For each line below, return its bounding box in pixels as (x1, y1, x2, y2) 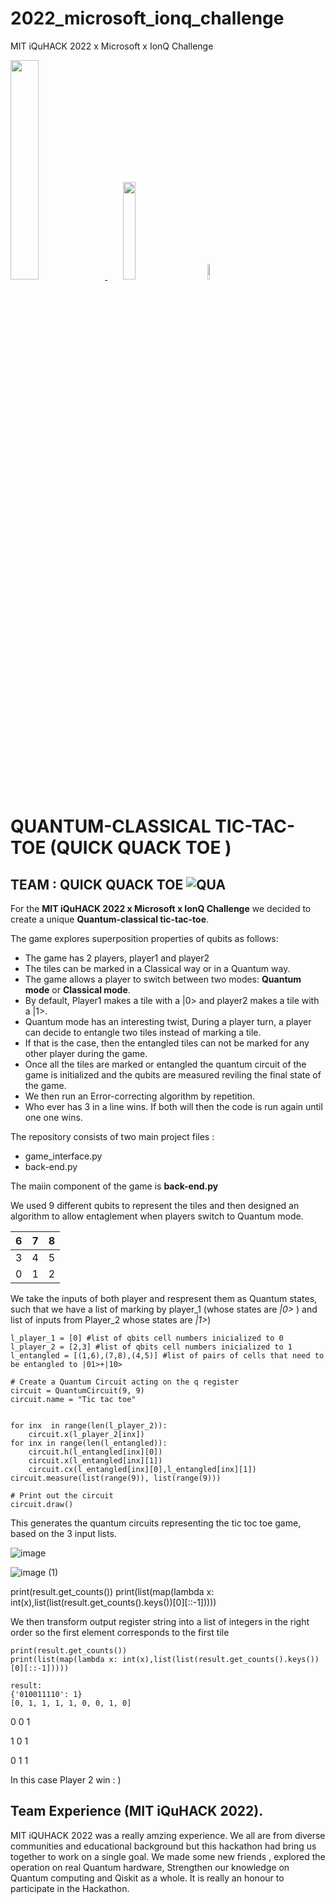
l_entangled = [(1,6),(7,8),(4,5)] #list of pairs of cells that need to (10, 1350, 325, 1361)
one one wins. (24, 1111, 83, 1123)
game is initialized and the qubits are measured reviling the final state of (24, 1068, 322, 1081)
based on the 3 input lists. (10, 1527, 117, 1539)
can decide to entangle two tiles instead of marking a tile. (24, 1026, 262, 1038)
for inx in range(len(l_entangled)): (10, 1438, 168, 1448)
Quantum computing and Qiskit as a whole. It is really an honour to (10, 1872, 285, 1884)
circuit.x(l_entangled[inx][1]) (28, 1455, 163, 1466)
